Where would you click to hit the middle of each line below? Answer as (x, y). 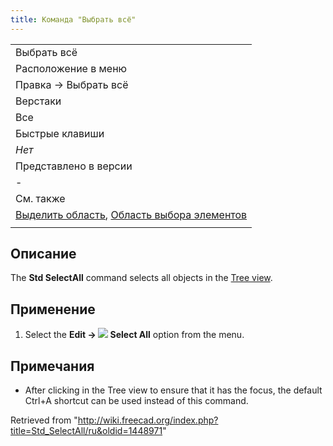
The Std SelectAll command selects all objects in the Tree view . (141, 278)
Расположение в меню (71, 68)
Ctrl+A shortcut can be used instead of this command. (136, 401)
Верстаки (38, 101)
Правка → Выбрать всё (72, 84)
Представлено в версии (74, 166)
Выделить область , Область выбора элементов (131, 214)
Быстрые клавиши (60, 133)
